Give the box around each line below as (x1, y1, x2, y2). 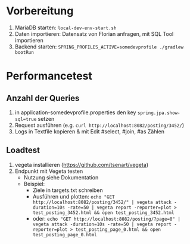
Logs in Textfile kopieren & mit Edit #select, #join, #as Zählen (14, 127, 165, 135)
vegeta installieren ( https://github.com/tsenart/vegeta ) (14, 161, 149, 168)
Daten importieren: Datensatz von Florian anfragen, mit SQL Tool (14, 30, 174, 37)
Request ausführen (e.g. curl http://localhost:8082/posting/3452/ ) (14, 121, 185, 129)
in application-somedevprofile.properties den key (14, 109, 136, 116)
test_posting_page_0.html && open (75, 226, 161, 233)
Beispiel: (23, 180, 45, 187)
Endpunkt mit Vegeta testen (14, 167, 83, 175)
